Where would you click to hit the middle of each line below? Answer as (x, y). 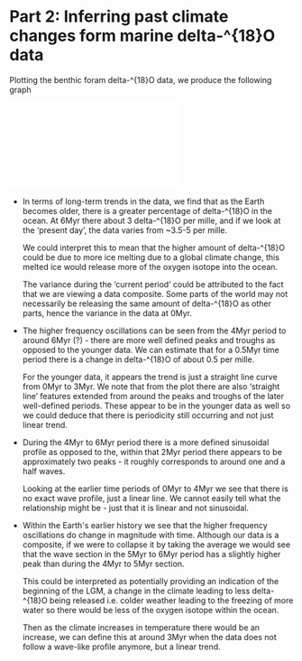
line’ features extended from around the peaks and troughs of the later (153, 396)
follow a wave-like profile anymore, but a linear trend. (121, 647)
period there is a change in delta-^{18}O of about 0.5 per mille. (138, 359)
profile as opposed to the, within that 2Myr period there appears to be (152, 452)
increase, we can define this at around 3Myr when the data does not (149, 637)
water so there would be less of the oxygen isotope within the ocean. (151, 610)
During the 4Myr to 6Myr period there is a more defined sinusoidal (146, 442)
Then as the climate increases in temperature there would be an (141, 627)
